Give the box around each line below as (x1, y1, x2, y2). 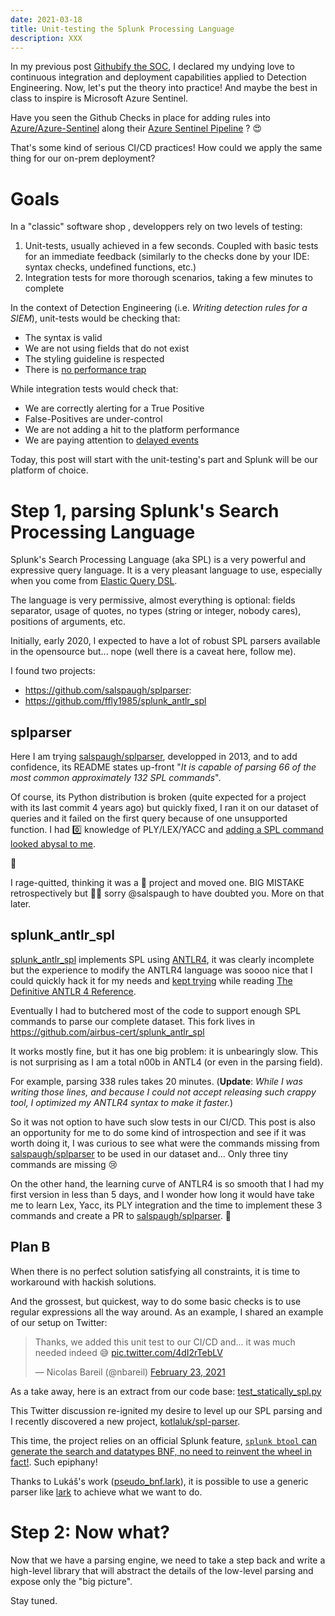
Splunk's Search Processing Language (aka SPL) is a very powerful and (10, 554, 307, 566)
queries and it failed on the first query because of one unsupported (10, 812, 288, 825)
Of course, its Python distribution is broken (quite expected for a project (10, 791, 307, 803)
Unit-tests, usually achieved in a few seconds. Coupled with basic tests (24, 240, 319, 252)
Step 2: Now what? (10, 1521, 170, 1543)
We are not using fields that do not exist (24, 342, 190, 355)
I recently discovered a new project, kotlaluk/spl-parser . (10, 1415, 241, 1427)
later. (10, 898, 32, 910)
